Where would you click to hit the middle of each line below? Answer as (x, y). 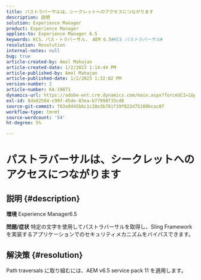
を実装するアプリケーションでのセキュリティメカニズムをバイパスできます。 (100, 235)
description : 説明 (28, 17)
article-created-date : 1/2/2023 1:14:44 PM (61, 67)
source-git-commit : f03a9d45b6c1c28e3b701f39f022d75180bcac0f (85, 106)
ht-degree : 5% (24, 123)
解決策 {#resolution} (45, 255)
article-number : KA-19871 (38, 90)
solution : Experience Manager (44, 23)
